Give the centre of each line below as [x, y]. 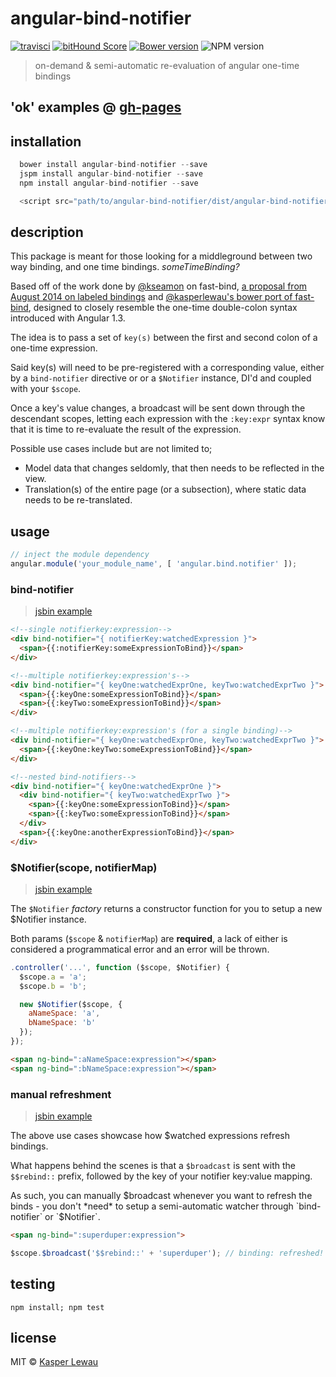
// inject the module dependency [80, 555]
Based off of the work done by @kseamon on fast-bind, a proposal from [159, 286]
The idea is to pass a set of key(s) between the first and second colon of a [164, 338]
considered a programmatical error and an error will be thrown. [140, 949]
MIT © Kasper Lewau [54, 1362]
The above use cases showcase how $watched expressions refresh [150, 1136]
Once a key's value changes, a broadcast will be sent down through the [158, 408]
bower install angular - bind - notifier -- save [113, 165]
